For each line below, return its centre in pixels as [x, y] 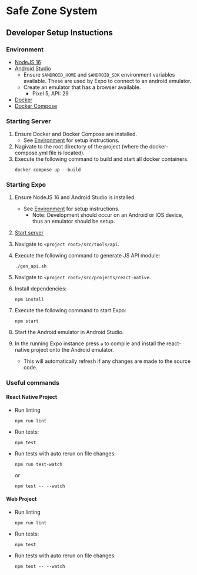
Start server [29, 233]
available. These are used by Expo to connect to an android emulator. [107, 81]
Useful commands [33, 383]
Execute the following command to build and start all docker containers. [102, 159]
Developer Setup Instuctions [60, 33]
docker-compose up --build [48, 170]
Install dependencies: [41, 289]
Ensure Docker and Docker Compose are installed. [76, 134]
